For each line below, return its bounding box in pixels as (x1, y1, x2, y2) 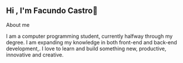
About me (6, 21, 30, 28)
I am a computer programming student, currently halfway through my (6, 33, 173, 40)
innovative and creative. (6, 51, 64, 58)
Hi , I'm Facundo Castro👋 (6, 6, 98, 16)
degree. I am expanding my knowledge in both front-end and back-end (6, 38, 177, 45)
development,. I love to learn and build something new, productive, (6, 45, 167, 52)
